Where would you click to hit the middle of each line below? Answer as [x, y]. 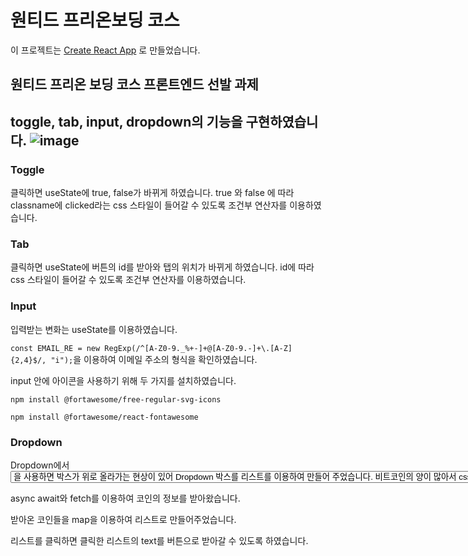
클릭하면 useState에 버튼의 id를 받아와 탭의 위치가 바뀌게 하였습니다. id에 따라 [162, 267]
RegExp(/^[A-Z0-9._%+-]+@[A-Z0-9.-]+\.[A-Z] [198, 348]
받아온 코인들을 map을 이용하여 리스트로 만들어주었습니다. [123, 519]
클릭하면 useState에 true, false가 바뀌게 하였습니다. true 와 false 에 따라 [152, 193]
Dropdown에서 [40, 465]
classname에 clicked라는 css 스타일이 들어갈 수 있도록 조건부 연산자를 [149, 205]
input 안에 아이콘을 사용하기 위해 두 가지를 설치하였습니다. [123, 380]
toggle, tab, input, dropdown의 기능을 [126, 121]
